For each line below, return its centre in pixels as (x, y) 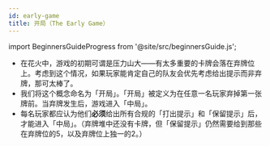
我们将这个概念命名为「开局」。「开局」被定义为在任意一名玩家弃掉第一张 (141, 93)
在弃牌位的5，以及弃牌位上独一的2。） (83, 133)
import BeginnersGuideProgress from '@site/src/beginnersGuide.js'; (122, 46)
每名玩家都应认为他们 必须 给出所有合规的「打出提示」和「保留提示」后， (141, 113)
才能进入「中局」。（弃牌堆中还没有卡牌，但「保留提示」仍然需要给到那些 (141, 123)
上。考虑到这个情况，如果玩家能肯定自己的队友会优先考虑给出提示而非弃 (141, 73)
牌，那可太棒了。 (49, 83)
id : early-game (34, 16)
